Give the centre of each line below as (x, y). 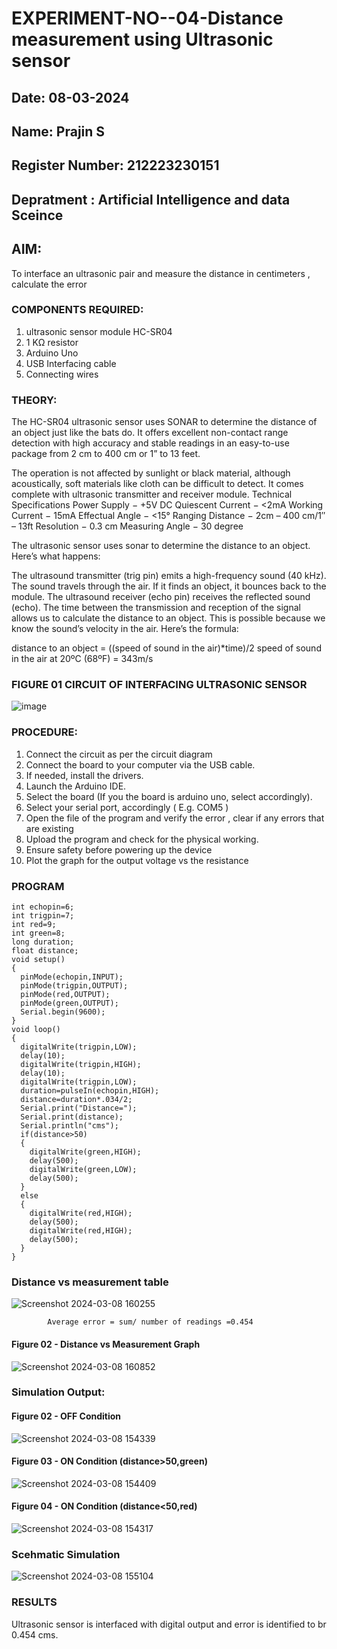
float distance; (45, 951)
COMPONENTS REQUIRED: (77, 310)
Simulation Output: (58, 1392)
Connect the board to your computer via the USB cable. (140, 764)
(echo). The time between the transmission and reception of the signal (156, 608)
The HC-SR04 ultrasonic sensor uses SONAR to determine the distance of (164, 422)
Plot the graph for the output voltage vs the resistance (137, 860)
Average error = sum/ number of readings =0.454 (150, 1322)
